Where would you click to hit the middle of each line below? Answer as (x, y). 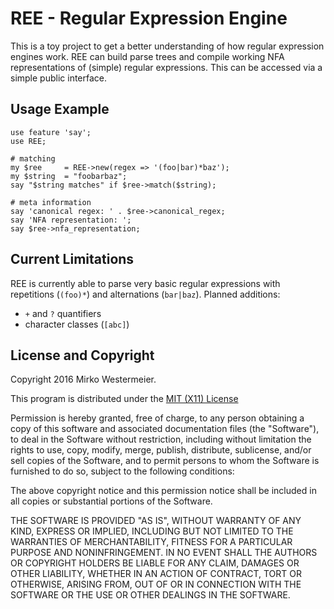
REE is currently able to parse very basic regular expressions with (145, 283)
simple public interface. (59, 78)
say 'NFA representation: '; (71, 220)
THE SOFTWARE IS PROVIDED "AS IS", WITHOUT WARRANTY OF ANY (156, 521)
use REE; (28, 141)
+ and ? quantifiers (63, 313)
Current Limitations (72, 259)
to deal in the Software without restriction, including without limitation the (161, 439)
